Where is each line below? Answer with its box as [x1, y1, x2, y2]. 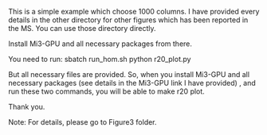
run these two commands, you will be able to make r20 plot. [8, 87, 205, 96]
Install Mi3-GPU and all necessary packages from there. [8, 39, 193, 48]
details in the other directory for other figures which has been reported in [8, 15, 249, 25]
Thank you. [8, 102, 45, 111]
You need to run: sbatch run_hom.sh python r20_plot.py [8, 55, 191, 64]
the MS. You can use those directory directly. [8, 24, 157, 33]
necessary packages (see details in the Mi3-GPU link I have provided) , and [8, 79, 257, 87]
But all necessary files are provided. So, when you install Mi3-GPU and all [8, 70, 249, 79]
